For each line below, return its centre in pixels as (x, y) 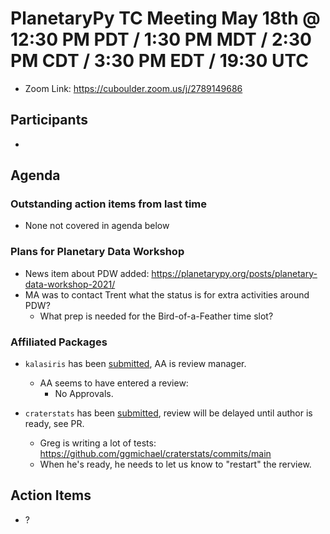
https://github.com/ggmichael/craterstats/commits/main (155, 454)
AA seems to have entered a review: (114, 383)
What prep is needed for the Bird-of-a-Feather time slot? (156, 316)
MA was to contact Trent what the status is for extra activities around (167, 294)
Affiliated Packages (59, 342)
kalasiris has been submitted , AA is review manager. (135, 364)
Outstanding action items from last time (108, 204)
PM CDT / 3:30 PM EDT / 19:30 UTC (159, 61)
